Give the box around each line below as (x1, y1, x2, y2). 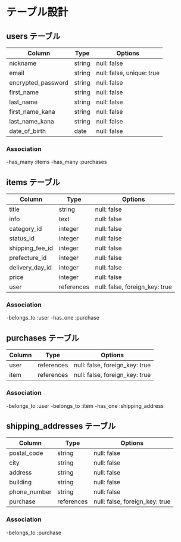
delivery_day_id (9, 264, 52, 272)
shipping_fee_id (9, 244, 54, 252)
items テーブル (6, 177, 61, 187)
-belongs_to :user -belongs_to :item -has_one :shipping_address (6, 402, 164, 409)
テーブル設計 (6, 5, 68, 19)
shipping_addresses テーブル (6, 421, 116, 431)
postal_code (9, 449, 43, 457)
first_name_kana (9, 108, 55, 116)
